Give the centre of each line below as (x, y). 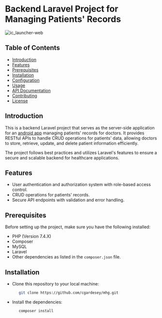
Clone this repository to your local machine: (55, 284)
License (20, 101)
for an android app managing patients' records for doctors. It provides (75, 133)
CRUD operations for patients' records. (51, 195)
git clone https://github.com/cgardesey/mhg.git (68, 293)
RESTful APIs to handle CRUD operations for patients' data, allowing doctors (81, 138)
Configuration (26, 80)
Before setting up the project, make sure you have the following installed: (78, 227)
